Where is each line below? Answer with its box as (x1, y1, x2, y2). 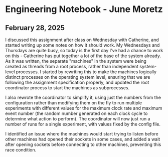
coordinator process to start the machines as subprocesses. (5, 85, 129, 91)
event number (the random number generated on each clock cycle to (5, 110, 148, 116)
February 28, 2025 (5, 24, 65, 32)
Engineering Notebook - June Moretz (5, 4, 163, 15)
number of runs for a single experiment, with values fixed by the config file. (5, 121, 161, 127)
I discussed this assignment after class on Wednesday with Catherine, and (5, 37, 159, 43)
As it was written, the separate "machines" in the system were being (5, 58, 147, 64)
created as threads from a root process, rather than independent (5, 64, 139, 69)
